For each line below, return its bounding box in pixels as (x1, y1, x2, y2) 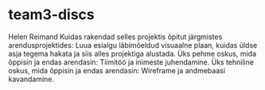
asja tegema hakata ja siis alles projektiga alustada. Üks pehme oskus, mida (8, 49, 257, 58)
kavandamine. (8, 74, 54, 84)
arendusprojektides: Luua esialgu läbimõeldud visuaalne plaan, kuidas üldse (8, 40, 258, 49)
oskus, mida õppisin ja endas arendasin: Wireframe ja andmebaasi (8, 65, 225, 75)
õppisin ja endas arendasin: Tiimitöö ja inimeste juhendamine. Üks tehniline (8, 57, 255, 67)
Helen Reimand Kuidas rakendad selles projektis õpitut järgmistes (8, 32, 223, 41)
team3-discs (8, 6, 95, 24)
